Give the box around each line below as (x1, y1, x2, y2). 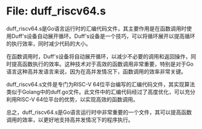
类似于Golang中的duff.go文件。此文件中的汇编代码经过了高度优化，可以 (6, 88, 185, 95)
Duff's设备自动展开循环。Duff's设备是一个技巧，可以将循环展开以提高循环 (11, 32, 195, 40)
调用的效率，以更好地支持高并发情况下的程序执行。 (6, 116, 134, 123)
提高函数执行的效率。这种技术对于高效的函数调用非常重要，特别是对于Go (11, 60, 194, 68)
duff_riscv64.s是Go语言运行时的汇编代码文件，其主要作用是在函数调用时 (6, 25, 187, 32)
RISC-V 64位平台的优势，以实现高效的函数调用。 (16, 95, 139, 103)
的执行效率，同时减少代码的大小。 (6, 40, 91, 47)
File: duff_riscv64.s (6, 4, 106, 18)
